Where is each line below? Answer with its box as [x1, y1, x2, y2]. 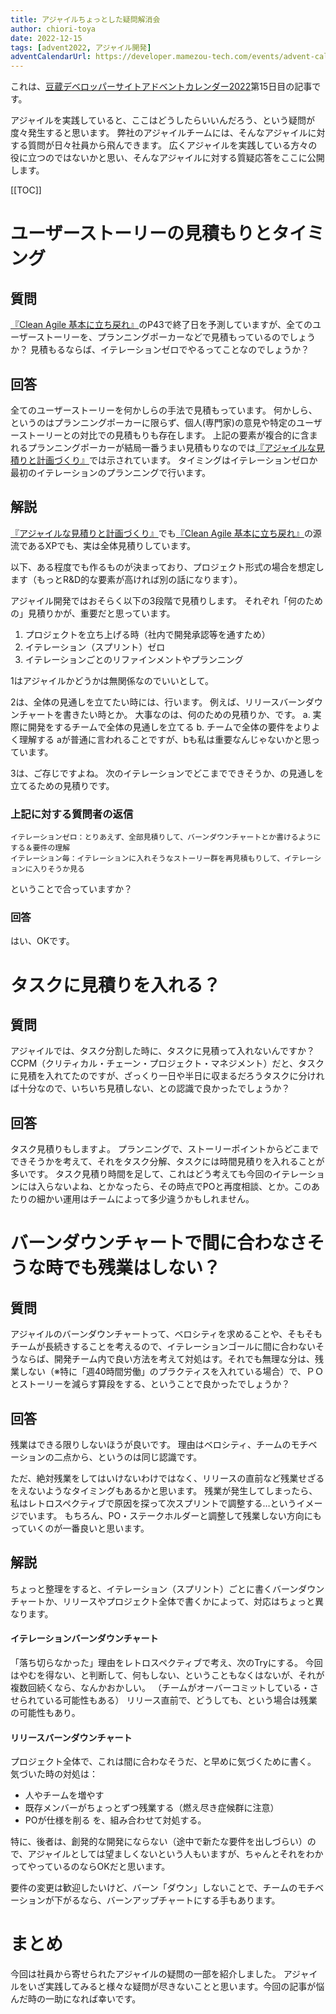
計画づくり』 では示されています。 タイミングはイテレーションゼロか [36, 454, 318, 466]
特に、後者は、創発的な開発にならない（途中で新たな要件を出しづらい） [10, 1836, 308, 1848]
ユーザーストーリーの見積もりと [10, 222, 273, 245]
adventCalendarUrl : [10, 52, 92, 62]
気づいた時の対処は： [10, 1768, 98, 1780]
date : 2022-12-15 [10, 33, 83, 43]
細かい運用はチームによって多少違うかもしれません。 [36, 1193, 255, 1205]
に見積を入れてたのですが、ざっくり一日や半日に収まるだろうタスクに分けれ [10, 1070, 325, 1082]
